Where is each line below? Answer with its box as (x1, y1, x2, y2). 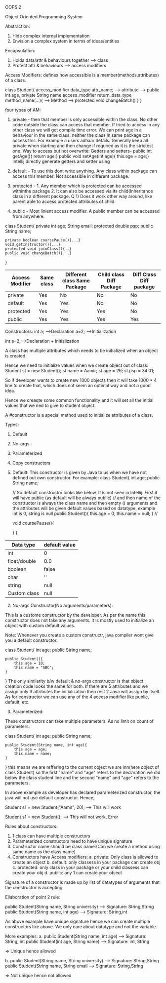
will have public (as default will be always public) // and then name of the (12, 495, 161, 501)
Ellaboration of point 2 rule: (5, 894, 61, 900)
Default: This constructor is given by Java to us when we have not (12, 470, 147, 475)
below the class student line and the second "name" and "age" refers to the (5, 775, 159, 781)
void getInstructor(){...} (5, 242, 61, 247)
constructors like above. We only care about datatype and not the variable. (5, 924, 157, 930)
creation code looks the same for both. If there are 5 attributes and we (5, 683, 148, 689)
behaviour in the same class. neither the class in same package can (12, 132, 151, 138)
